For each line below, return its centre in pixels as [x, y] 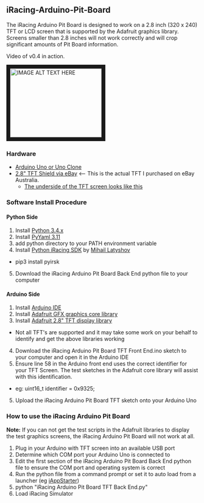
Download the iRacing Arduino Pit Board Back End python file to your [101, 274]
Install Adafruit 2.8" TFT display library [64, 321]
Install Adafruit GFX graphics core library [66, 314]
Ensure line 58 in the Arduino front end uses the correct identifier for [101, 364]
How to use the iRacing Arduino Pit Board [68, 416]
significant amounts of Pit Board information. [62, 44]
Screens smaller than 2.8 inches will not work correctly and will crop [92, 38]
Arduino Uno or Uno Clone [48, 167]
